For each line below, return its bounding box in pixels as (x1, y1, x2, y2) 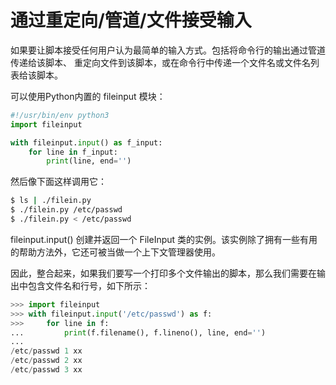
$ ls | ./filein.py (10, 196, 92, 206)
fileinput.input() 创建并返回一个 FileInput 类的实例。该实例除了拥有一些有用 (10, 233, 318, 245)
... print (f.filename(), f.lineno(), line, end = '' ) (10, 327, 267, 338)
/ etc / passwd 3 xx (10, 365, 83, 375)
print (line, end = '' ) (46, 156, 132, 166)
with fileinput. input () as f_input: (10, 137, 163, 148)
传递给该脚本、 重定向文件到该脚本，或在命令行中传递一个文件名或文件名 (10, 56, 311, 68)
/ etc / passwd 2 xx (10, 356, 83, 366)
